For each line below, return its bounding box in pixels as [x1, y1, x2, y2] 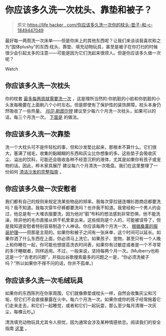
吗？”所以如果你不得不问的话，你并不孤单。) [5, 260, 93, 266]
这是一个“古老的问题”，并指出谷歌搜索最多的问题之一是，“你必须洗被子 [5, 254, 150, 260]
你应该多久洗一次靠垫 [5, 130, 70, 138]
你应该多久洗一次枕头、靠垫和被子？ [5, 4, 153, 16]
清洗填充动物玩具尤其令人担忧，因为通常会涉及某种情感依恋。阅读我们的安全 [5, 319, 161, 325]
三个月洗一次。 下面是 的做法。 [18, 114, 82, 120]
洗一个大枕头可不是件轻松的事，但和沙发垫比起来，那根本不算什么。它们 [5, 144, 152, 150]
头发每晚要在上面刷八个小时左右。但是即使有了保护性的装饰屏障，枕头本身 [5, 102, 157, 108]
